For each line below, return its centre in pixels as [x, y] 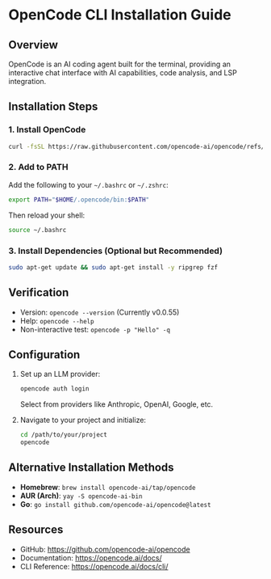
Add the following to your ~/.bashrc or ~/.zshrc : [88, 184]
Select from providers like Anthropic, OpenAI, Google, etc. [117, 404]
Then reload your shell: [47, 215]
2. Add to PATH [38, 167]
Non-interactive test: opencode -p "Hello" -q [95, 329]
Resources [36, 530]
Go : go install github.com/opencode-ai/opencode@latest [115, 504]
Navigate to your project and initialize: [83, 420]
